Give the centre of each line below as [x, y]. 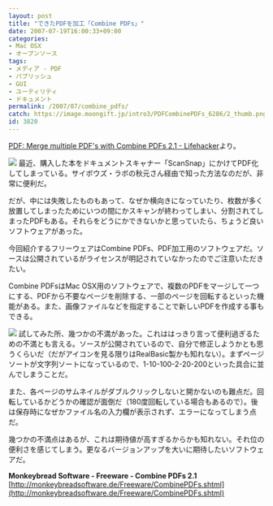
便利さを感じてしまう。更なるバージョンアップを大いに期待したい [119, 449]
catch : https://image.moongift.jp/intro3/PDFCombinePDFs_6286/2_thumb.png [138, 115]
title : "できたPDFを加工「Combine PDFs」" [76, 24]
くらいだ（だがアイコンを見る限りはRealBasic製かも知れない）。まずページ [140, 353]
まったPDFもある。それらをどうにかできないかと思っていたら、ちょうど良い [136, 221]
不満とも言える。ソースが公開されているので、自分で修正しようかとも [139, 344]
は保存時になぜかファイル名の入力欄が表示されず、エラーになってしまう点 [133, 412]
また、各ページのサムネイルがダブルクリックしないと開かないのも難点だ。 [133, 391]
